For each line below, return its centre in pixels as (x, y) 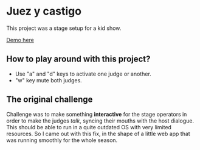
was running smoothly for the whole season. (62, 140)
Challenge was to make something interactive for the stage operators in (97, 114)
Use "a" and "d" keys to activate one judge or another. (83, 74)
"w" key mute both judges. (48, 80)
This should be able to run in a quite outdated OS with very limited (89, 127)
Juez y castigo (44, 11)
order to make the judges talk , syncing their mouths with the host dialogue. (100, 121)
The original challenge (50, 100)
